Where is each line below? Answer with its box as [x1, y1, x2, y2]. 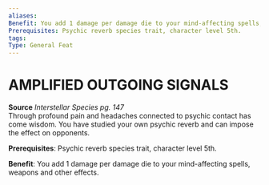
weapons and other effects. [8, 167, 99, 177]
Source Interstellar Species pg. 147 [8, 103, 124, 112]
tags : [8, 34, 26, 42]
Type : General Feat [8, 42, 74, 50]
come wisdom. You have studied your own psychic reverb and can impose [8, 119, 254, 129]
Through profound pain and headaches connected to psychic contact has [8, 111, 251, 121]
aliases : [8, 11, 38, 20]
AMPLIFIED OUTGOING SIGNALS [8, 76, 229, 95]
